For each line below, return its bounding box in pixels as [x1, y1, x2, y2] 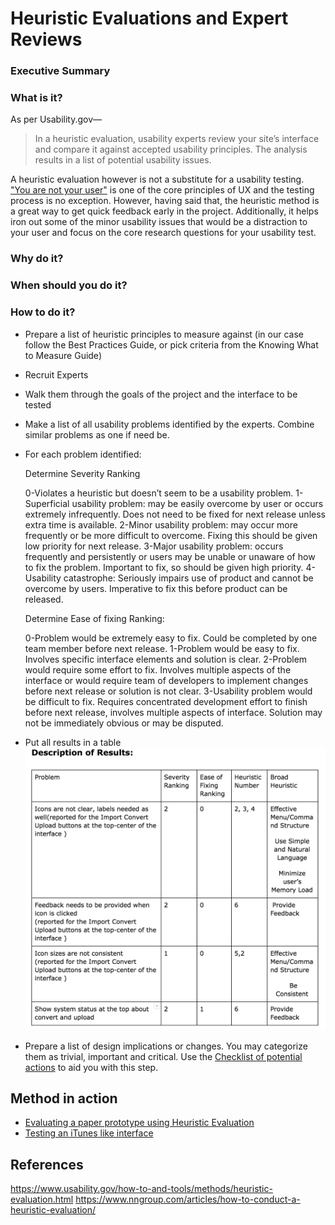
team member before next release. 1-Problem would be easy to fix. [24, 642, 300, 654]
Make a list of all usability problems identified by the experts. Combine [24, 418, 315, 430]
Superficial [24, 497, 70, 509]
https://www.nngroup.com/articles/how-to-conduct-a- [75, 1193, 301, 1206]
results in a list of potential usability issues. [34, 154, 212, 166]
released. [24, 593, 64, 605]
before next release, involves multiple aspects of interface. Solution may [24, 706, 323, 718]
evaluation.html [10, 1193, 74, 1206]
